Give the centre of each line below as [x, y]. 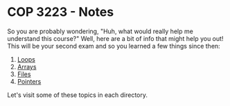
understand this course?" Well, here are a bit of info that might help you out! [115, 38]
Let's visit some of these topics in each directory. [77, 95]
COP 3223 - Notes [61, 12]
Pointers [29, 81]
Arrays [27, 67]
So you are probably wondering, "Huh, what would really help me [100, 31]
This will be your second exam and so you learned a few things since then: [114, 46]
